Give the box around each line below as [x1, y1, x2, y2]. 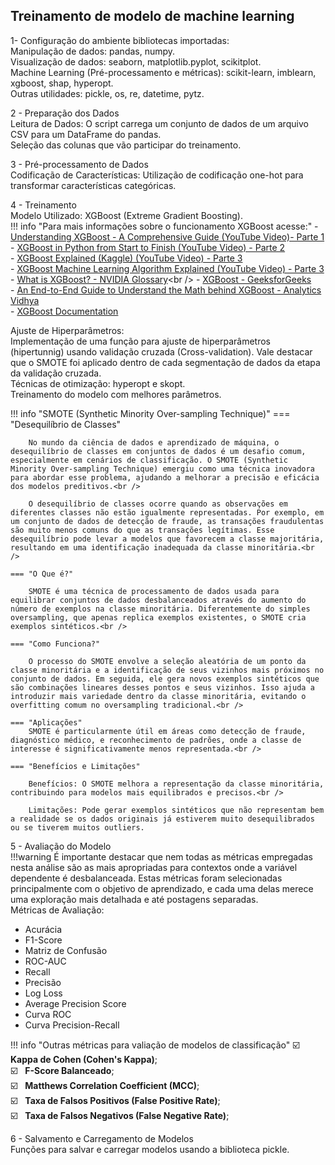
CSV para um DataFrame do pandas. [10, 128, 162, 140]
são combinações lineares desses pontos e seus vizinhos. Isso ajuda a [10, 682, 315, 693]
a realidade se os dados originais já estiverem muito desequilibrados [10, 814, 315, 824]
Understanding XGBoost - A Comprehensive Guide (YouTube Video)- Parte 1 [10, 230, 325, 243]
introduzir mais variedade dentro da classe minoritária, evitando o [10, 691, 307, 701]
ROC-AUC [24, 955, 67, 967]
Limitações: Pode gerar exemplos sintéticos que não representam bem [28, 805, 325, 815]
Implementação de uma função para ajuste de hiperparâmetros [10, 335, 271, 347]
